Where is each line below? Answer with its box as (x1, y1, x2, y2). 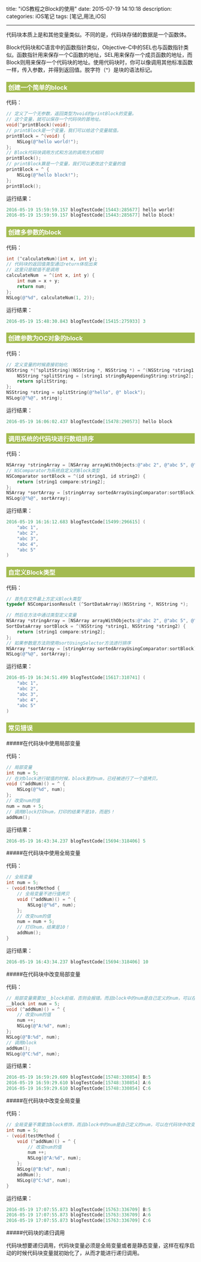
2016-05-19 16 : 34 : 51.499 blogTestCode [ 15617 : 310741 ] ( (6, 675, 146, 681)
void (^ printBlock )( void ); (6, 122, 71, 128)
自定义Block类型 (8, 568, 56, 577)
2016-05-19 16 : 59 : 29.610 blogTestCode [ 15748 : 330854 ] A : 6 (6, 1080, 151, 1086)
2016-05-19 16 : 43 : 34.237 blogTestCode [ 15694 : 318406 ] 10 (6, 958, 148, 965)
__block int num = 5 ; (6, 1000, 60, 1007)
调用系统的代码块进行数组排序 (8, 435, 95, 443)
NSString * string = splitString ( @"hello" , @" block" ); (6, 390, 146, 396)
